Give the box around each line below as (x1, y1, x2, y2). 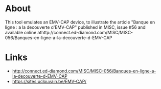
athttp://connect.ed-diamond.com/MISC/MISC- (37, 29, 133, 35)
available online (5, 29, 37, 35)
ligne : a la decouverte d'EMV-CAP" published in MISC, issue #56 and (5, 24, 146, 30)
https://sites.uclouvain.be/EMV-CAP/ (12, 78, 87, 84)
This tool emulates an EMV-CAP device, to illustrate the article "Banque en (5, 19, 155, 25)
